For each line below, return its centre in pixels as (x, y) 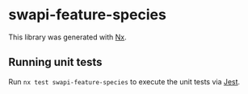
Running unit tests (55, 62)
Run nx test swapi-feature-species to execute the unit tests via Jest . (124, 81)
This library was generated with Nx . (67, 37)
